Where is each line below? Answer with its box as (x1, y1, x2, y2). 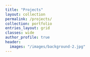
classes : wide (5, 30, 35, 35)
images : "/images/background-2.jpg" (9, 44, 86, 49)
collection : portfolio (5, 21, 52, 26)
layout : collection (5, 12, 46, 17)
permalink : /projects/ (5, 16, 52, 21)
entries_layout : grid (5, 26, 50, 31)
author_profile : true (5, 35, 50, 40)
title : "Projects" (5, 7, 43, 12)
